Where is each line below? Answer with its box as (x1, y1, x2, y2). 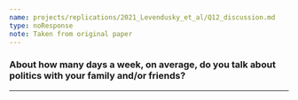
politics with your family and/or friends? (9, 70, 186, 82)
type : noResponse (9, 21, 74, 30)
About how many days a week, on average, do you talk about (9, 58, 277, 71)
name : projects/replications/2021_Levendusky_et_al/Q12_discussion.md (9, 12, 276, 22)
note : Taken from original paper (9, 29, 133, 38)
